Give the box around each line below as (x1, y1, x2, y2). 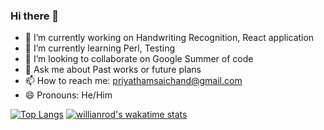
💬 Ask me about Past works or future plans (24, 64, 202, 76)
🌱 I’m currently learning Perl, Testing (24, 42, 176, 54)
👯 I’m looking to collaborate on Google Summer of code (24, 53, 254, 65)
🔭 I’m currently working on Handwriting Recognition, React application (24, 32, 315, 44)
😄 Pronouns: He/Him (24, 89, 113, 101)
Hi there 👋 (10, 9, 60, 23)
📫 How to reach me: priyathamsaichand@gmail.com (24, 75, 243, 87)
